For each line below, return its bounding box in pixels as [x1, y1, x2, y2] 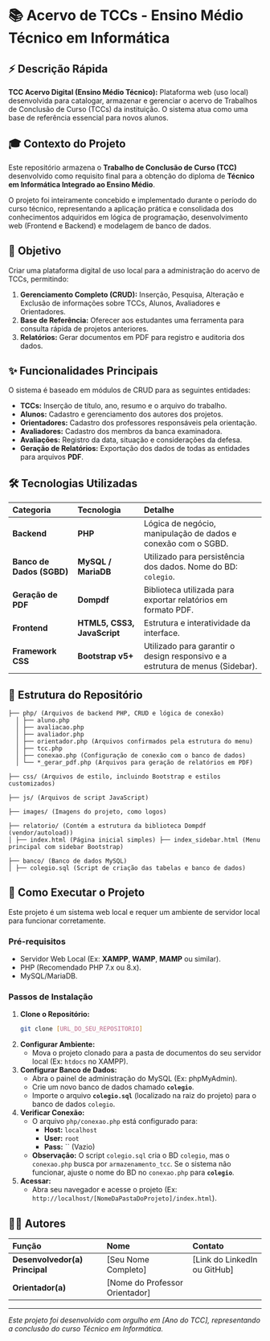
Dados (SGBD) [12, 566, 69, 577]
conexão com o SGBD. [143, 538, 229, 549]
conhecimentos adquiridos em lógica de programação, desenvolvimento [8, 212, 248, 222]
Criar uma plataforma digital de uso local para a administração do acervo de [8, 265, 260, 275]
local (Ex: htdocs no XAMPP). [31, 1056, 129, 1066]
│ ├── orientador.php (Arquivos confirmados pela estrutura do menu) [15, 737, 253, 746]
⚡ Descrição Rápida [8, 62, 108, 76]
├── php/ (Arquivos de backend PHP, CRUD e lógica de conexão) [8, 709, 225, 718]
